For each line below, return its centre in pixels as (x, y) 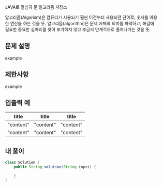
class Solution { (22, 163)
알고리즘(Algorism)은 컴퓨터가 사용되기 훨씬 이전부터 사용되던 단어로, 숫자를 (77, 17)
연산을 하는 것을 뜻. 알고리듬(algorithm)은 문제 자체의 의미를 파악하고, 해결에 (82, 23)
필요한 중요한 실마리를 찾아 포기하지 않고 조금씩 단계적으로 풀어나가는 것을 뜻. (78, 29)
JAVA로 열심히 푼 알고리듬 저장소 (36, 7)
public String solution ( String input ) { (55, 167)
